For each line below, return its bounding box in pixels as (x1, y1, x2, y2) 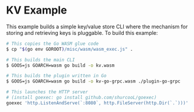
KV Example (6, 4, 67, 17)
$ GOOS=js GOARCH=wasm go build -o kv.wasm (6, 62, 115, 68)
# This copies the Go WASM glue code (6, 41, 99, 47)
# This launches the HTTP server (6, 89, 88, 95)
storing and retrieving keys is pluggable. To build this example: (6, 29, 158, 36)
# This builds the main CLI (6, 57, 75, 62)
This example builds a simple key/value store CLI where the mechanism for (6, 23, 188, 30)
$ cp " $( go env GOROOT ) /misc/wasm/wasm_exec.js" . (6, 46, 133, 52)
